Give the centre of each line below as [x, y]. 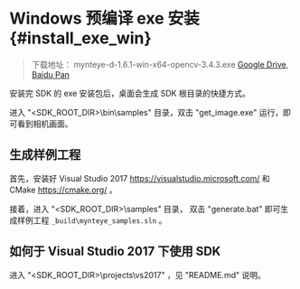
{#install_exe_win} [80, 38]
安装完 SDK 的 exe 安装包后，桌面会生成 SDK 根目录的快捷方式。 [130, 93]
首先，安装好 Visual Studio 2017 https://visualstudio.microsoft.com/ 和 [140, 178]
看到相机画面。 [45, 124]
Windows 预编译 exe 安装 [105, 19]
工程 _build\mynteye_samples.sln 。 [100, 220]
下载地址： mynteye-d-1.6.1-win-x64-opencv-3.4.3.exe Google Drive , [160, 64]
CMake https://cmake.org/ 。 [63, 190]
